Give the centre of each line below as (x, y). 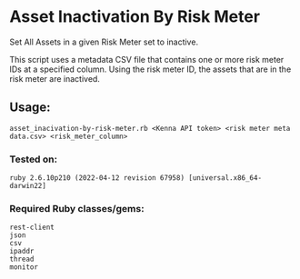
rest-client (32, 228)
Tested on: (33, 159)
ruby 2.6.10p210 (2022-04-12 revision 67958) (97, 178)
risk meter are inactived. (55, 78)
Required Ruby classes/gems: (77, 208)
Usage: (30, 108)
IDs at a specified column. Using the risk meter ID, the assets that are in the (150, 69)
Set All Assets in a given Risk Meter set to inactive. (104, 42)
